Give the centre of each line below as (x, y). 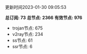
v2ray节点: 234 (28, 34)
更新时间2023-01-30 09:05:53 (36, 7)
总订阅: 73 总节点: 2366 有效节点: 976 (44, 18)
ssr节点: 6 (22, 46)
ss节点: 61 (22, 40)
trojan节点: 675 (28, 28)
